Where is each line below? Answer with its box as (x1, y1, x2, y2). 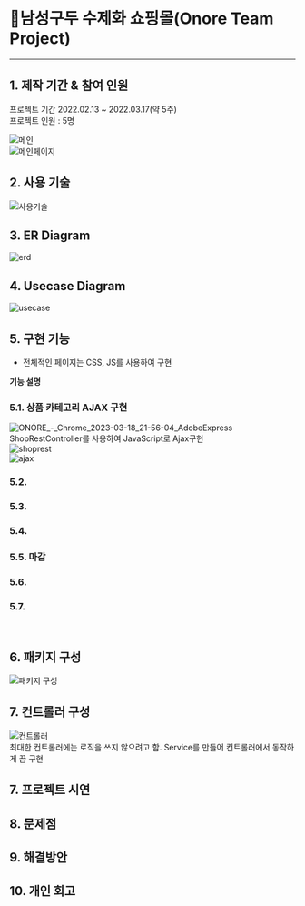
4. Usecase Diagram (9, 278, 126, 294)
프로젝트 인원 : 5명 (9, 115, 75, 126)
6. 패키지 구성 (9, 649, 82, 665)
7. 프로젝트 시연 (9, 782, 91, 798)
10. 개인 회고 (9, 883, 76, 899)
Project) (9, 28, 71, 49)
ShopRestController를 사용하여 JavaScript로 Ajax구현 (9, 433, 204, 444)
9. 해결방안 (9, 850, 68, 865)
